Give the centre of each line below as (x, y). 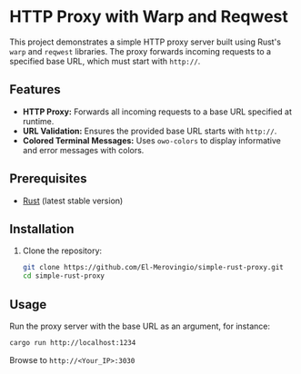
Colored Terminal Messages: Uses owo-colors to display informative (152, 140)
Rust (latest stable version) (73, 201)
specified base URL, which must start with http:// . (105, 61)
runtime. (38, 121)
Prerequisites (48, 179)
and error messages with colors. (83, 150)
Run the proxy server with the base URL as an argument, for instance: (140, 326)
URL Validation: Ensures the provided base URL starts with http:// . (150, 131)
